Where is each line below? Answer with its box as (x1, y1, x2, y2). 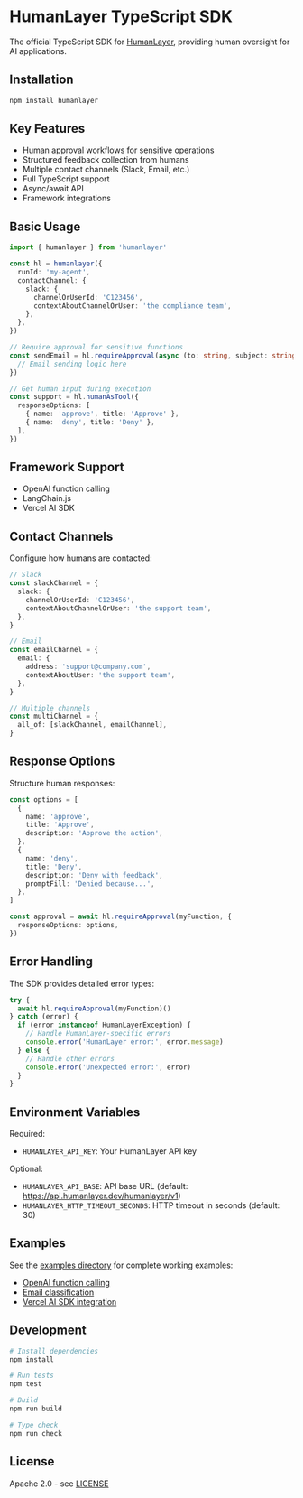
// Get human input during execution (9, 384, 151, 394)
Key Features (9, 121, 86, 136)
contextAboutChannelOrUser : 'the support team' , (25, 603, 212, 613)
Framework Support (9, 460, 124, 475)
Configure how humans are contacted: (9, 553, 152, 563)
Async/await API (22, 183, 84, 194)
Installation (9, 72, 74, 88)
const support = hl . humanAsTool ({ (9, 393, 140, 402)
